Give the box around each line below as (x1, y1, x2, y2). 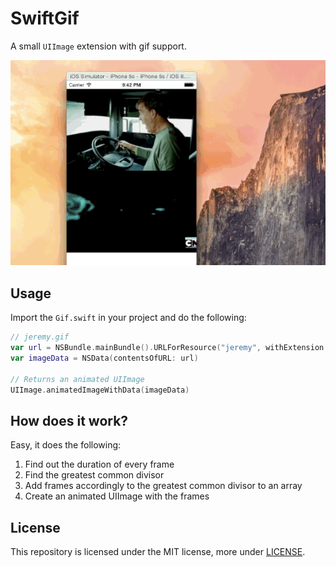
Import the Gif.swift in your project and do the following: (10, 312, 247, 324)
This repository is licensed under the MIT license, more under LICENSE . (10, 546, 306, 557)
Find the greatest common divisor (24, 469, 165, 481)
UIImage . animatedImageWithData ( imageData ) (10, 385, 190, 395)
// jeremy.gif (10, 332, 70, 342)
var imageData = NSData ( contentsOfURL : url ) (10, 353, 199, 363)
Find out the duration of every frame (24, 458, 175, 471)
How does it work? (10, 412, 129, 429)
